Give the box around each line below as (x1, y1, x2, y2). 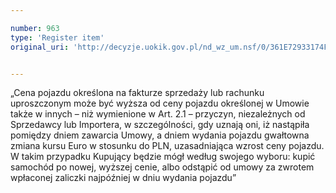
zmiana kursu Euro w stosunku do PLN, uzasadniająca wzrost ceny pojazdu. (10, 140, 325, 152)
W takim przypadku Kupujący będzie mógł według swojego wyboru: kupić (10, 151, 316, 163)
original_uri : (10, 42, 70, 52)
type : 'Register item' (10, 32, 105, 43)
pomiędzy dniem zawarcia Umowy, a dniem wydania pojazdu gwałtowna (10, 129, 310, 141)
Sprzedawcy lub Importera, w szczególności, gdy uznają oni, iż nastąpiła (10, 119, 310, 131)
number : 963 (10, 23, 60, 33)
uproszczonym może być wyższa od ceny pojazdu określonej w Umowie (10, 97, 310, 110)
